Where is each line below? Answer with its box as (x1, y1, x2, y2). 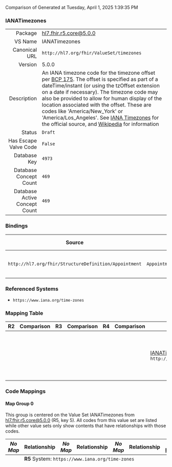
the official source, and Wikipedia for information (41, 120, 159, 128)
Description (9, 95, 37, 102)
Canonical (12, 46, 37, 53)
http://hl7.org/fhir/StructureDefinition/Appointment (8, 261, 142, 267)
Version (18, 61, 37, 68)
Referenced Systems (5, 285, 59, 292)
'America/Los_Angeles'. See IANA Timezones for (41, 114, 159, 121)
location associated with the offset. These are (41, 101, 152, 109)
